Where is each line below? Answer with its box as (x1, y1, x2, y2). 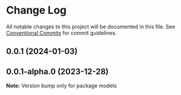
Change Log (6, 4, 67, 17)
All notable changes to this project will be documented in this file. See (6, 23, 176, 30)
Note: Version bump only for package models (6, 82, 117, 89)
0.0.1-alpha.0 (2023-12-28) (6, 66, 109, 77)
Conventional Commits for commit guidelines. (6, 29, 117, 36)
